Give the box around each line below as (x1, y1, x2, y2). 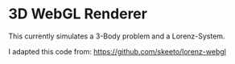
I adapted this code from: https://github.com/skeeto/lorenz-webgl (8, 46, 227, 56)
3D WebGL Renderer (8, 5, 147, 23)
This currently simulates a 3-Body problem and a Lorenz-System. (8, 31, 225, 41)
